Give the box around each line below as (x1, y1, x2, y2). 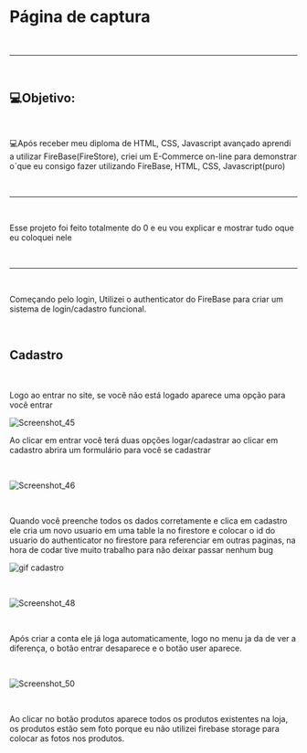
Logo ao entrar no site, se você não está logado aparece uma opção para (9, 389, 286, 400)
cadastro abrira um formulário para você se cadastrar (9, 444, 212, 455)
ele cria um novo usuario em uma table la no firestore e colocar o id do (9, 525, 276, 536)
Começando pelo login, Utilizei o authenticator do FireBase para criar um (9, 293, 283, 304)
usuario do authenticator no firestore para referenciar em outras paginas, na (9, 535, 296, 546)
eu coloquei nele (9, 231, 72, 243)
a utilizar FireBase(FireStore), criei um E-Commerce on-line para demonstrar (9, 151, 297, 162)
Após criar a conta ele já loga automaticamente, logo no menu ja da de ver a (9, 632, 297, 643)
